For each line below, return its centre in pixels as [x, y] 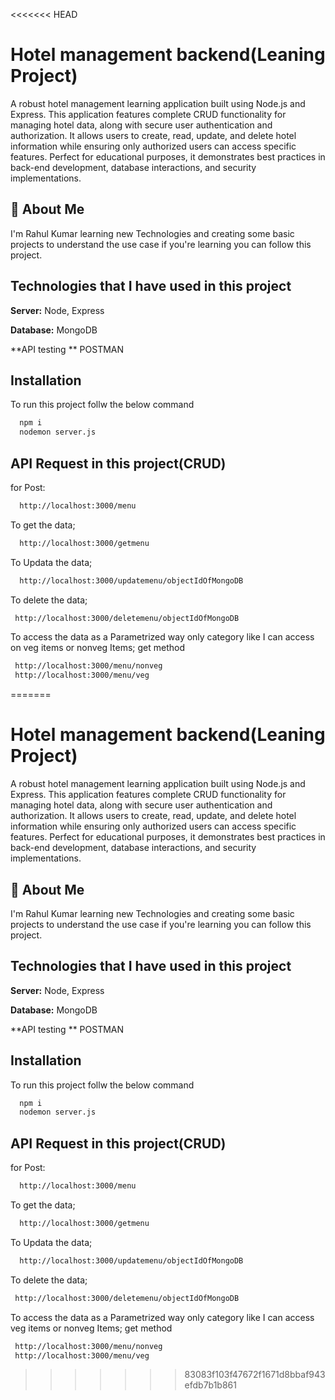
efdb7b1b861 [210, 1385]
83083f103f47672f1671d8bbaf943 [255, 1375]
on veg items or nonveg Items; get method [97, 648]
